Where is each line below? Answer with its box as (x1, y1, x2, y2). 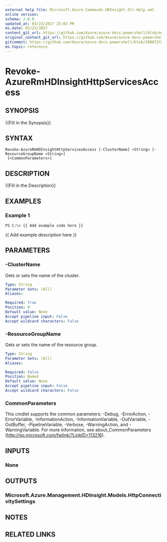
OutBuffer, (5, 422, 26, 428)
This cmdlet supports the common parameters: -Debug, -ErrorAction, (5, 411, 148, 417)
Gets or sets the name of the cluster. (5, 272, 80, 278)
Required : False (5, 370, 39, 375)
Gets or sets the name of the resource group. (5, 341, 98, 348)
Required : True (5, 300, 37, 306)
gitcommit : (5, 40, 28, 45)
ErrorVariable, (5, 416, 34, 422)
